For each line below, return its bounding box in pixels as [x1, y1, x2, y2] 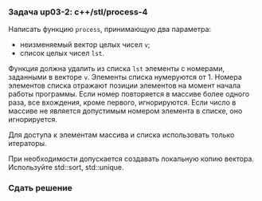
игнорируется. [8, 115, 58, 124]
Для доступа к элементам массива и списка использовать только [8, 130, 235, 140]
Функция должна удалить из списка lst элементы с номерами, [8, 64, 225, 73]
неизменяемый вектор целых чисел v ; [19, 40, 151, 49]
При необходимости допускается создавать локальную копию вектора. [8, 154, 255, 164]
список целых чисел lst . [19, 49, 105, 58]
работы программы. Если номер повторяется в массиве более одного [8, 89, 250, 99]
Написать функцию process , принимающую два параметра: [8, 25, 212, 34]
